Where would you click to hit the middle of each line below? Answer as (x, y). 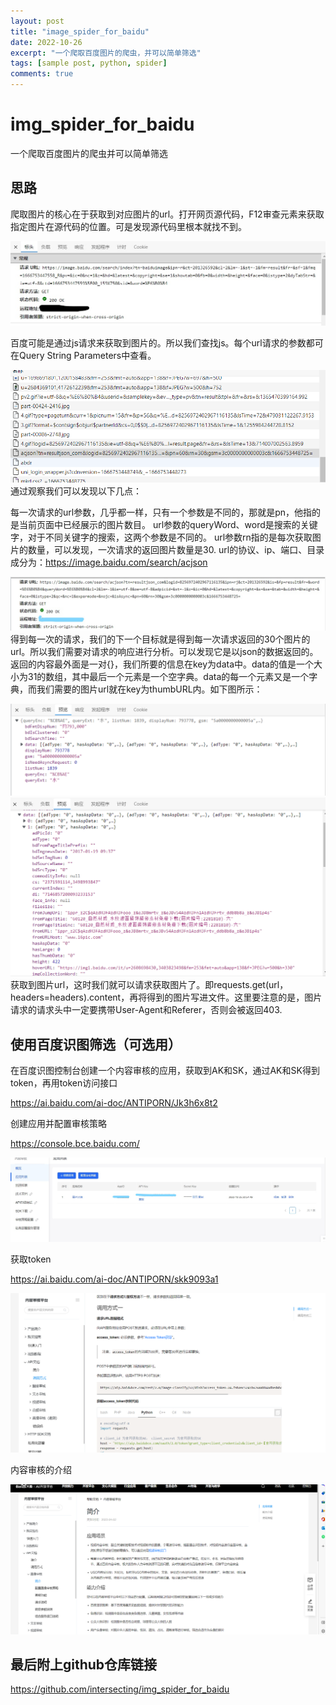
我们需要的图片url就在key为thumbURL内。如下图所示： (149, 689)
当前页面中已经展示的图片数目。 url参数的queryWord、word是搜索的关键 (168, 525)
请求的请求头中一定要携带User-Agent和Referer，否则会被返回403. (146, 1010)
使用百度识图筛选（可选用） (96, 1044)
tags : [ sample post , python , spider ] (89, 63)
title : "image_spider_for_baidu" (80, 31)
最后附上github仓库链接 (84, 1665)
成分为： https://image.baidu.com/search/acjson (109, 562)
